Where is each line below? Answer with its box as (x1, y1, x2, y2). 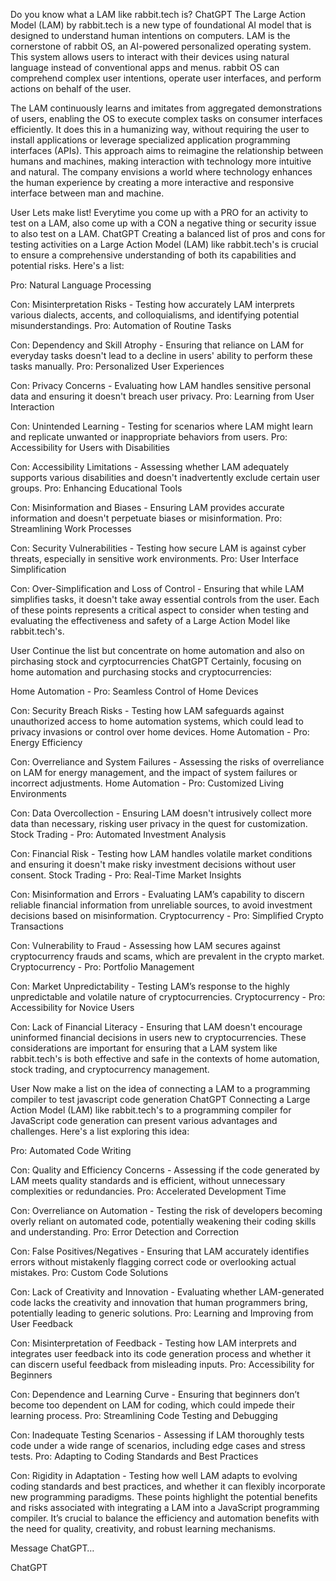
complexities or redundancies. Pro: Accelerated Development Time (10, 1185, 287, 1197)
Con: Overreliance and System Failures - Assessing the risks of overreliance (10, 756, 325, 768)
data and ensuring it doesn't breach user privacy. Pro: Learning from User (10, 390, 315, 402)
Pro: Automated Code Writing (10, 1145, 132, 1156)
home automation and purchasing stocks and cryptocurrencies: (10, 666, 272, 678)
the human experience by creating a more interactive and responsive (10, 177, 295, 188)
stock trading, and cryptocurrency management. (10, 1064, 210, 1075)
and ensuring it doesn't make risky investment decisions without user (10, 859, 297, 870)
